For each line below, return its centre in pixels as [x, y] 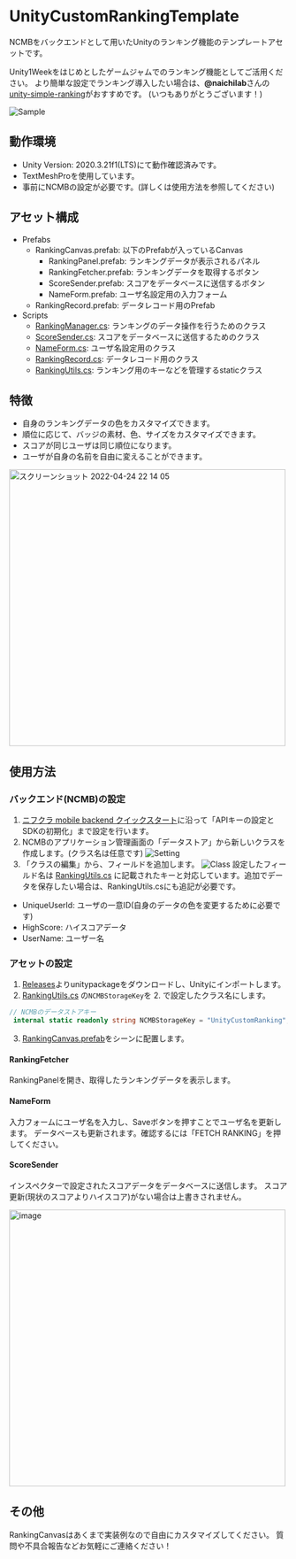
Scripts [35, 315]
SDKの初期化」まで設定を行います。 [87, 831]
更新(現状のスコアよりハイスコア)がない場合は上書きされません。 [128, 1196]
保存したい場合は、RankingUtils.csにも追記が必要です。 [139, 886]
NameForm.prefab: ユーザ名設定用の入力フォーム [138, 294]
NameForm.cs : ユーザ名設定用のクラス [106, 348]
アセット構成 [44, 217]
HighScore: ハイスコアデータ [74, 928]
